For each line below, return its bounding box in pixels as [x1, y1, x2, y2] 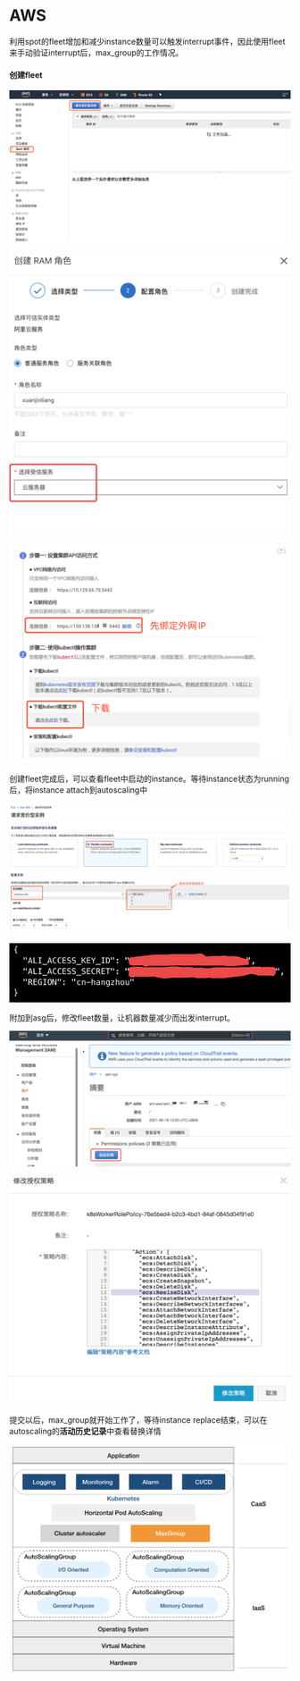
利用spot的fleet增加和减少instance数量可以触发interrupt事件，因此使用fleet [9, 36, 286, 46]
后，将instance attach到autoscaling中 [9, 785, 148, 795]
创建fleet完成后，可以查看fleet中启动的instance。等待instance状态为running [9, 774, 290, 785]
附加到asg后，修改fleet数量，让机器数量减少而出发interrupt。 [9, 1013, 235, 1023]
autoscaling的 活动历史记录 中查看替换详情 [9, 1425, 162, 1436]
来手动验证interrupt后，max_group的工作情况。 [9, 46, 184, 58]
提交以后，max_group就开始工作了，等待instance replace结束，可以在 [9, 1414, 268, 1425]
